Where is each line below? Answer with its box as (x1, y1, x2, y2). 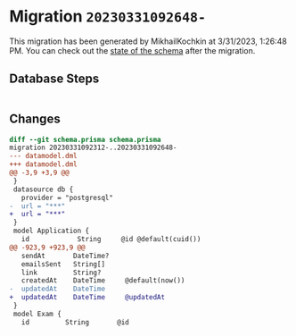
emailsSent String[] (21, 259, 105, 269)
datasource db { (12, 185, 74, 194)
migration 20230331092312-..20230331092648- (9, 143, 177, 153)
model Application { (12, 226, 90, 236)
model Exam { (12, 309, 62, 318)
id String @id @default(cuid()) (21, 235, 201, 244)
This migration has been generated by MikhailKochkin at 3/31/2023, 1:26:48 (9, 36, 287, 46)
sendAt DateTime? (21, 251, 110, 260)
